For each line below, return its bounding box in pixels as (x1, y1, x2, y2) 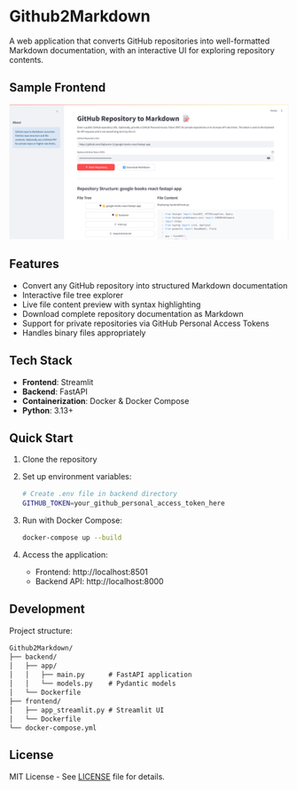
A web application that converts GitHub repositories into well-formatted (9, 36, 270, 46)
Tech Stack (9, 353, 73, 368)
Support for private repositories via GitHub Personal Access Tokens (21, 318, 270, 328)
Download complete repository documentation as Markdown (21, 308, 244, 319)
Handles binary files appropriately (21, 327, 146, 338)
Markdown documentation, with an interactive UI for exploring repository (9, 44, 275, 55)
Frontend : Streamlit (21, 376, 94, 387)
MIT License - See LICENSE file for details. (9, 770, 166, 782)
